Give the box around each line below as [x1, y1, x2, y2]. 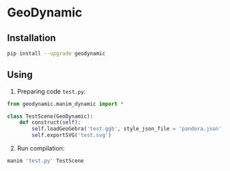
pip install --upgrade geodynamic [7, 50, 106, 57]
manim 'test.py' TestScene [7, 157, 84, 165]
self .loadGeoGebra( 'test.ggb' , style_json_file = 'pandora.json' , [31, 125, 225, 133]
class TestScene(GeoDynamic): [7, 113, 94, 120]
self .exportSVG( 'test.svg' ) [31, 132, 112, 139]
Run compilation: [16, 144, 65, 153]
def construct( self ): [19, 119, 81, 126]
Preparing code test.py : [16, 87, 86, 95]
